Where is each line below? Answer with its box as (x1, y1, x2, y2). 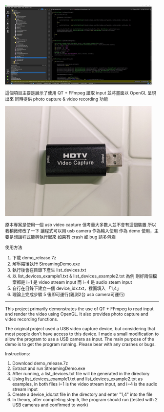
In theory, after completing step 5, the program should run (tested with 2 (12, 396, 158, 402)
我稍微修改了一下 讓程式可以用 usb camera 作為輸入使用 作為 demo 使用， (5, 228, 155, 233)
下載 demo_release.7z (12, 254, 57, 260)
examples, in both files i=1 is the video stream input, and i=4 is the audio (12, 381, 158, 387)
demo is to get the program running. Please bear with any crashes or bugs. (5, 341, 156, 347)
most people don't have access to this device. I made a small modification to (5, 331, 159, 337)
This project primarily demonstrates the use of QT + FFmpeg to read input (5, 306, 154, 312)
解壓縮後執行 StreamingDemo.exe (12, 261, 81, 267)
